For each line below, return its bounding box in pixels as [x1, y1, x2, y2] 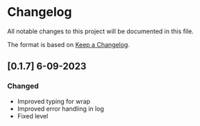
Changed [7, 81, 40, 91]
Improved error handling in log [17, 105, 104, 113]
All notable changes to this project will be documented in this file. [7, 27, 194, 35]
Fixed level [17, 111, 49, 120]
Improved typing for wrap [17, 97, 90, 105]
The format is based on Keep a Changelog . [7, 40, 130, 48]
